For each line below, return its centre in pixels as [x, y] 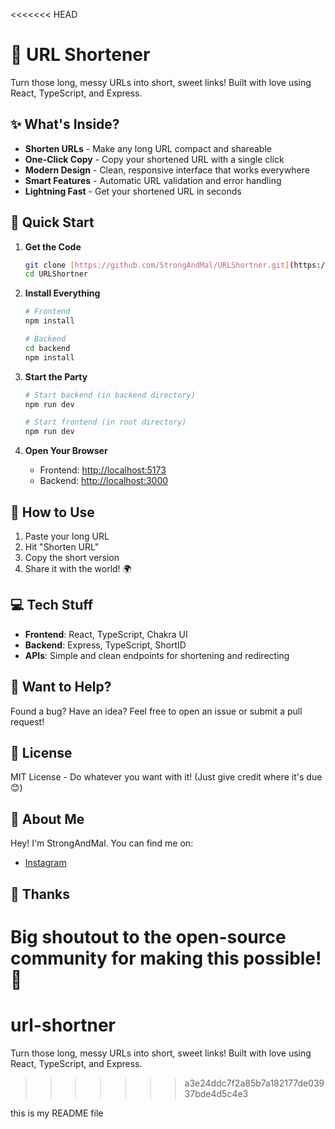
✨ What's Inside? [65, 124]
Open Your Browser [66, 451]
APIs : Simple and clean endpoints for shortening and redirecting [157, 655]
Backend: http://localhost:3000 [104, 481]
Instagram [45, 863]
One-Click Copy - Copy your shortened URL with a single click [154, 159]
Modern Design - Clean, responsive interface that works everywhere [167, 170]
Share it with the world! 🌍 [78, 568]
